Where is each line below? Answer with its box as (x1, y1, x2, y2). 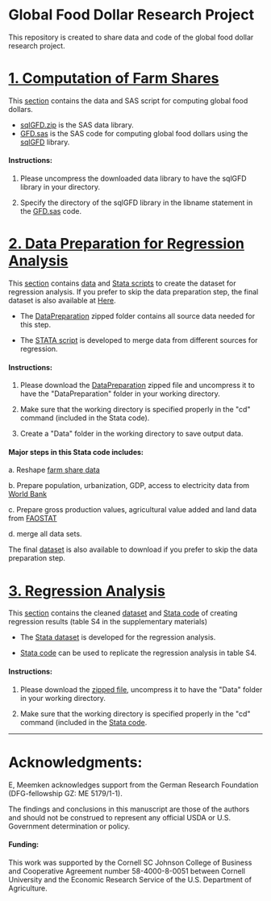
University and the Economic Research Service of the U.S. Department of (8, 874, 252, 884)
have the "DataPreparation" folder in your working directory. (19, 389, 220, 398)
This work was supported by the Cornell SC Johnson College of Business (8, 857, 252, 867)
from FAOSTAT (8, 514, 57, 523)
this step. (19, 320, 51, 330)
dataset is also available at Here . (8, 296, 116, 306)
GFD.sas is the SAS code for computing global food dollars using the (19, 128, 248, 138)
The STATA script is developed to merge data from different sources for (19, 336, 258, 345)
